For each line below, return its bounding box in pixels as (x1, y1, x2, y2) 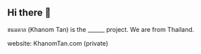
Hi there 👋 (7, 7, 51, 19)
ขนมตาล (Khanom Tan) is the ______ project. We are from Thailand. (7, 25, 195, 33)
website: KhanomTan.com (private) (7, 39, 109, 47)
